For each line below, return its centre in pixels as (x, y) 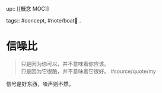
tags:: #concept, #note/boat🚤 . (44, 20)
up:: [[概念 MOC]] (28, 9)
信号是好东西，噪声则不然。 (40, 84)
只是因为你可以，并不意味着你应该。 (65, 63)
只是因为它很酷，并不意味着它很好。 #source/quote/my (88, 71)
